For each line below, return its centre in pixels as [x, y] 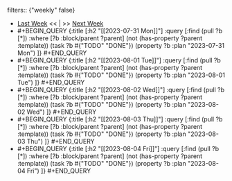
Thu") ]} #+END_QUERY [61, 141]
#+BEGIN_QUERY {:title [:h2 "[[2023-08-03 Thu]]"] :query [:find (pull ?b [120, 119]
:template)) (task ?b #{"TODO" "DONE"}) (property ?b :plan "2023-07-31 [121, 45]
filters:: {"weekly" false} [41, 10]
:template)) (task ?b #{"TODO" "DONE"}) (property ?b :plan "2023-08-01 [121, 75]
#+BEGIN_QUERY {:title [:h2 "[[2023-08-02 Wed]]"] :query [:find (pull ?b [121, 90]
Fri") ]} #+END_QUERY [59, 171]
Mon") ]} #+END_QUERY [52, 53]
